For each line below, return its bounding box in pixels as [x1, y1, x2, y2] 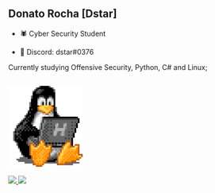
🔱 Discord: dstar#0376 [19, 47, 94, 56]
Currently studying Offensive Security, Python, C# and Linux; [8, 62, 208, 71]
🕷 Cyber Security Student [19, 29, 106, 38]
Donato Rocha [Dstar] [8, 7, 117, 21]
